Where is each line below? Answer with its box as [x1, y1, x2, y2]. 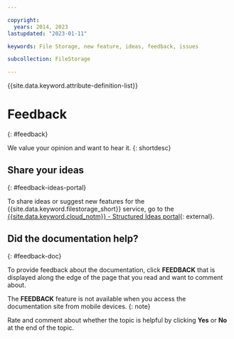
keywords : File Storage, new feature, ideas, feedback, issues [7, 43, 199, 50]
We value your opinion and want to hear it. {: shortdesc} [7, 144, 171, 152]
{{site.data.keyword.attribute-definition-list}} [7, 81, 139, 90]
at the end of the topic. [7, 323, 75, 332]
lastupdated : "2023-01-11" [7, 30, 87, 37]
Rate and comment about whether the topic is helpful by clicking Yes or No [7, 315, 228, 324]
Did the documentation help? [7, 233, 139, 245]
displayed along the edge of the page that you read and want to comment [7, 273, 223, 281]
